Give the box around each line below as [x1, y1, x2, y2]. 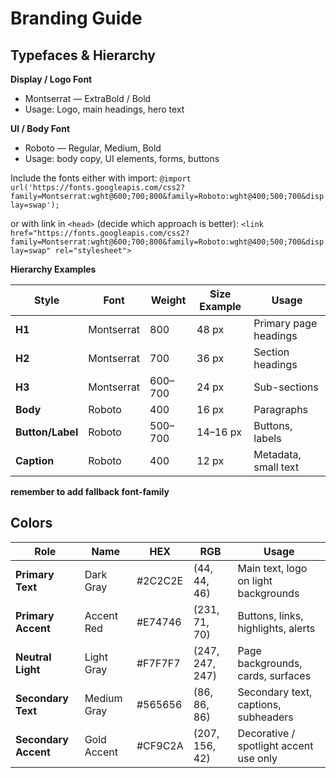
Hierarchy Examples [10, 263, 97, 275]
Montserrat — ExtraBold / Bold [24, 93, 152, 104]
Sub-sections [253, 380, 319, 394]
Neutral [15, 650, 52, 664]
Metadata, [253, 448, 302, 461]
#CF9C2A [136, 738, 184, 752]
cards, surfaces [237, 668, 312, 682]
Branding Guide [10, 7, 143, 30]
